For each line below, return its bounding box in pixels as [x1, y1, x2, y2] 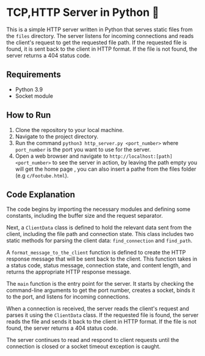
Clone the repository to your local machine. [15, 126, 124, 133]
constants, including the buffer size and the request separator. [6, 212, 163, 220]
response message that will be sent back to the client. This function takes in [6, 255, 197, 262]
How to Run [6, 110, 51, 121]
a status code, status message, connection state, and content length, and [6, 262, 191, 269]
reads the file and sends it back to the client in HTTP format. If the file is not [6, 318, 197, 325]
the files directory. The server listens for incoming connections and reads [6, 32, 194, 39]
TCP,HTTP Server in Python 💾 [6, 6, 160, 20]
